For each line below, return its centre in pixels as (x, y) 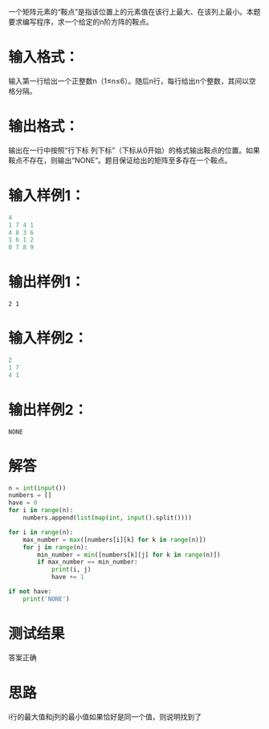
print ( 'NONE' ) (46, 599)
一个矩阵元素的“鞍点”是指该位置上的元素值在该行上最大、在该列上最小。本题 (134, 12)
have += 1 (67, 577)
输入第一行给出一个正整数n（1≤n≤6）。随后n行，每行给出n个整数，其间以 (128, 81)
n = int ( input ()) (37, 488)
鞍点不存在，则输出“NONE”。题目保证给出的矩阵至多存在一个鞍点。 (120, 160)
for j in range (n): (55, 547)
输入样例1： (47, 196)
